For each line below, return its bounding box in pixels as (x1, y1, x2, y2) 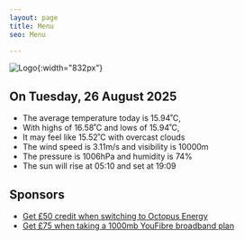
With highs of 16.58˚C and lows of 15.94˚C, (22, 123, 180, 134)
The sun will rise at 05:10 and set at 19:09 (22, 161, 176, 171)
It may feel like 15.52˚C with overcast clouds (22, 132, 185, 143)
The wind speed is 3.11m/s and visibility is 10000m (22, 142, 209, 152)
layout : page (9, 13, 59, 23)
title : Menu (9, 22, 54, 31)
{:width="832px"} (37, 62, 104, 73)
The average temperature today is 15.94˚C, (22, 113, 182, 124)
